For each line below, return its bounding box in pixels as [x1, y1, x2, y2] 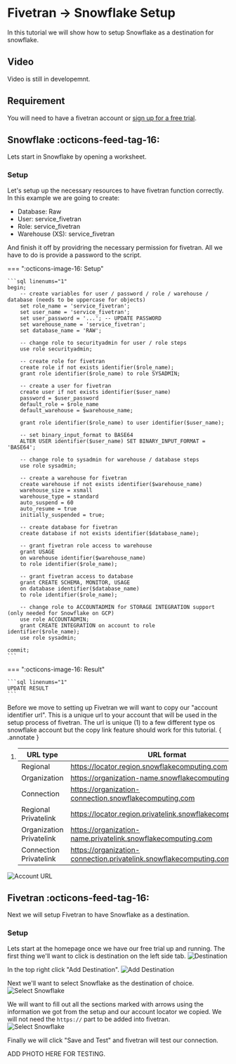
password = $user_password [20, 395, 99, 402]
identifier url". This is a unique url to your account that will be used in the [7, 711, 218, 719]
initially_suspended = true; [20, 511, 105, 518]
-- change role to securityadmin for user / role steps [20, 339, 188, 346]
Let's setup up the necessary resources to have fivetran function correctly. [7, 186, 224, 195]
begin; [7, 284, 27, 291]
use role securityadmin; [20, 346, 93, 353]
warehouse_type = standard [20, 493, 99, 500]
